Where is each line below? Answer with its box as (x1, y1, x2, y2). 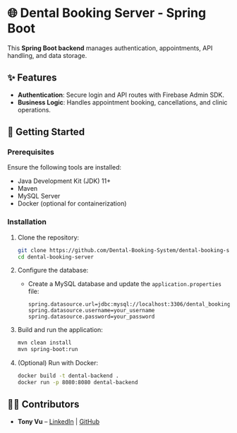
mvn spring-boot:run (17, 346, 78, 353)
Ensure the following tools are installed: (7, 163, 122, 172)
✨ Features (7, 72, 57, 84)
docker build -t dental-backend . (17, 372, 119, 379)
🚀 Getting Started (7, 126, 85, 138)
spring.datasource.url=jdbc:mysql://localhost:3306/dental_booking (28, 301, 231, 308)
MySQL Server (17, 192, 61, 201)
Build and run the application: (17, 326, 104, 334)
